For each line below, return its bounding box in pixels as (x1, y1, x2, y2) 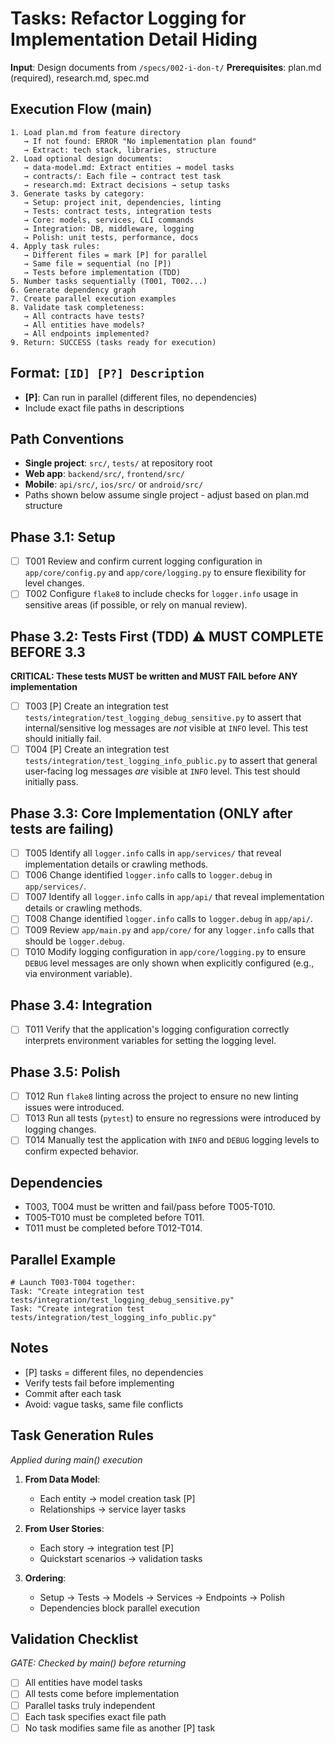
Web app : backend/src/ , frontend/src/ (24, 468, 185, 480)
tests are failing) (10, 820, 115, 837)
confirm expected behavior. (24, 1145, 139, 1157)
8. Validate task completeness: (10, 302, 145, 312)
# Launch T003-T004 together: (10, 1277, 137, 1287)
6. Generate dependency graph (10, 285, 137, 295)
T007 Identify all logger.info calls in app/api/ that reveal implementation (24, 891, 325, 903)
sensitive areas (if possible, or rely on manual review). (24, 599, 248, 611)
